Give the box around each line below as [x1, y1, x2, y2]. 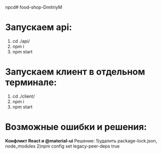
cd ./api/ [12, 38, 30, 44]
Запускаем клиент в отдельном [5, 66, 145, 78]
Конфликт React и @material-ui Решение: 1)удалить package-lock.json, [5, 138, 157, 144]
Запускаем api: [5, 22, 72, 33]
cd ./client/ [12, 93, 35, 99]
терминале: [5, 77, 57, 88]
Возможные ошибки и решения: [5, 122, 147, 133]
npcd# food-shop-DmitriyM [5, 4, 62, 10]
